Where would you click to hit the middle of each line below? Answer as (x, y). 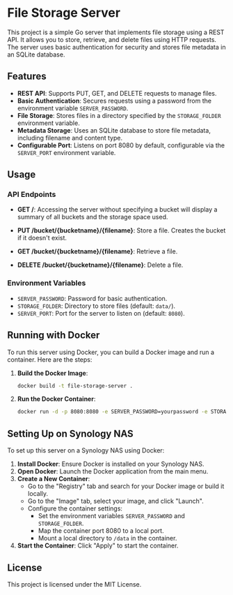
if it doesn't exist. (42, 238)
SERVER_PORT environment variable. (66, 152)
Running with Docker (54, 336)
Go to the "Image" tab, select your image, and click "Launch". (115, 501)
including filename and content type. (70, 138)
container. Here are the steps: (50, 359)
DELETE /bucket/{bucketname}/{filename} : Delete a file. (100, 265)
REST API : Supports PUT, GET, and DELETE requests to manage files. (117, 93)
